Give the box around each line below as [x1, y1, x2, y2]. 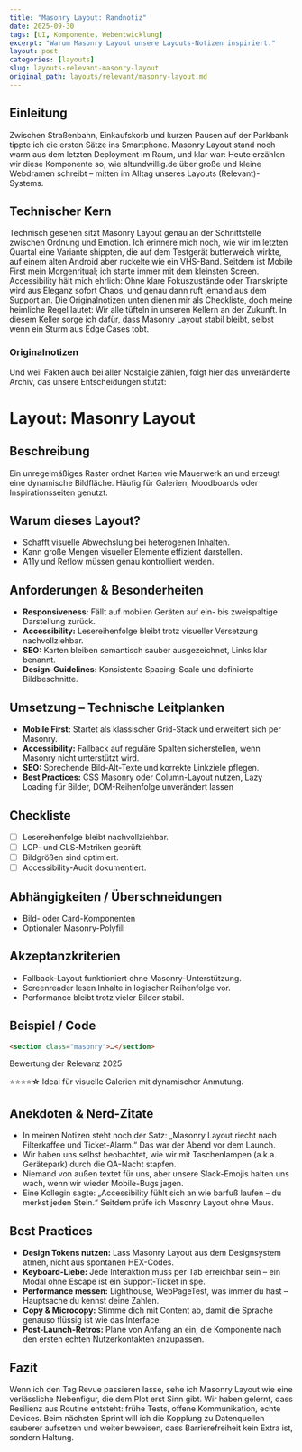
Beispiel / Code [9, 1018, 96, 1034]
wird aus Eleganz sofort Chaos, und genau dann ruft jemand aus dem [9, 286, 268, 296]
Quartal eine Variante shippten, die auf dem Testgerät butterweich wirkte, [9, 247, 282, 258]
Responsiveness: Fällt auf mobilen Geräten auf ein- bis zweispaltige [22, 606, 278, 617]
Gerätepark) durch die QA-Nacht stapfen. [22, 1158, 177, 1170]
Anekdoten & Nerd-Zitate [9, 1106, 154, 1121]
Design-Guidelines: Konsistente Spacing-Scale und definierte [22, 664, 254, 675]
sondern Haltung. [9, 1431, 75, 1442]
